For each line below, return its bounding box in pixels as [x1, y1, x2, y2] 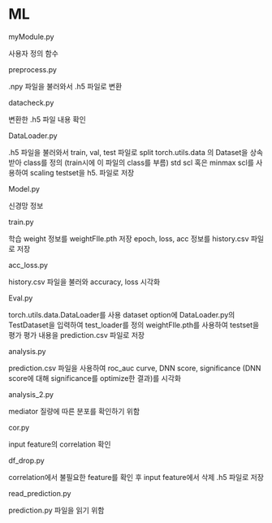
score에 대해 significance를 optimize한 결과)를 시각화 [8, 373, 181, 383]
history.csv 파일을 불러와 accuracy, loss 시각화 [8, 277, 161, 287]
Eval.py [8, 293, 33, 303]
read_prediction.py [8, 488, 71, 498]
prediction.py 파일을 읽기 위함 [8, 505, 105, 515]
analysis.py [8, 346, 46, 356]
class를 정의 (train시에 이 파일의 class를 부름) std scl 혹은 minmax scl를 [23, 158, 254, 167]
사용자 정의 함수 [8, 48, 59, 58]
